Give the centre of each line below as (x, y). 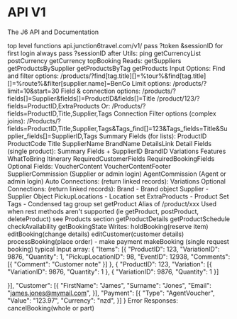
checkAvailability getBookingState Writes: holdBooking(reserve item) (108, 226)
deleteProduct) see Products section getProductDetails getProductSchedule (119, 219)
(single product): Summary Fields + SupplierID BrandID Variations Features (117, 151)
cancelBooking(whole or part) (51, 308)
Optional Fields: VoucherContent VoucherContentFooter (89, 166)
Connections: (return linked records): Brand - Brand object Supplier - (108, 189)
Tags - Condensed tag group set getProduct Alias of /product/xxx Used (112, 203)
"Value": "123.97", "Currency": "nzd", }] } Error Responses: (93, 300)
